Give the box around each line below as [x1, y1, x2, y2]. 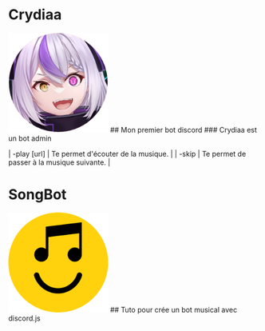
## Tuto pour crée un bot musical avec [109, 305, 238, 314]
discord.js [8, 313, 42, 323]
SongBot [8, 185, 67, 204]
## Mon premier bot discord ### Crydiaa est [109, 125, 258, 134]
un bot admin [8, 134, 52, 143]
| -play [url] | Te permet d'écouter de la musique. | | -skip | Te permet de [8, 149, 247, 158]
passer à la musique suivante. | [8, 158, 111, 167]
